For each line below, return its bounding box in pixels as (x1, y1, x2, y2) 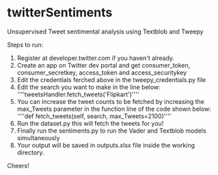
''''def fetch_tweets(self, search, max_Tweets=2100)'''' (16, 111, 172, 120)
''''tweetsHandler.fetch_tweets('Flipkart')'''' (16, 90, 139, 98)
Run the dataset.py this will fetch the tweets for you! (16, 119, 164, 127)
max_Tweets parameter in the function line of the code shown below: (16, 105, 212, 113)
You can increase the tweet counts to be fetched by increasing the (16, 97, 205, 105)
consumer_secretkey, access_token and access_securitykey (16, 68, 187, 77)
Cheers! (7, 161, 29, 170)
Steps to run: (7, 40, 44, 49)
